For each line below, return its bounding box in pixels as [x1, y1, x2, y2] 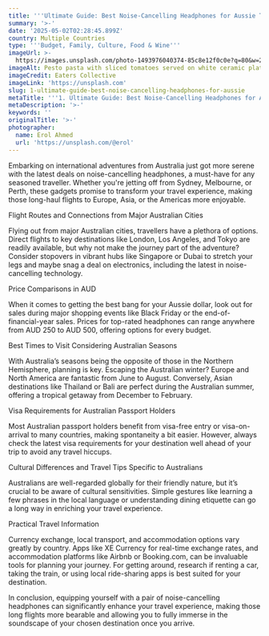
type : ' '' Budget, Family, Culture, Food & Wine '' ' [8, 42, 181, 50]
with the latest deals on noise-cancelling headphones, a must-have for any [8, 169, 255, 179]
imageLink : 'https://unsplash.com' [8, 79, 127, 87]
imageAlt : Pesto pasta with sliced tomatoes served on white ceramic [8, 64, 246, 72]
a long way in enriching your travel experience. [8, 503, 163, 513]
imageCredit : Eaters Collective [8, 71, 116, 79]
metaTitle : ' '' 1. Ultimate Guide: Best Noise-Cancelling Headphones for [8, 94, 256, 102]
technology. [43, 268, 83, 277]
